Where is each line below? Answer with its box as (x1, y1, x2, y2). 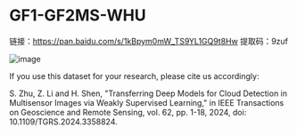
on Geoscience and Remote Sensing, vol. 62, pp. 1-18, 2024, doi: (9, 107, 247, 117)
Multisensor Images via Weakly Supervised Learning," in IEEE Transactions (9, 97, 285, 107)
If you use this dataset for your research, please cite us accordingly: (9, 70, 260, 81)
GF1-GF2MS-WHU (9, 5, 147, 26)
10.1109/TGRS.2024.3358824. (9, 116, 118, 127)
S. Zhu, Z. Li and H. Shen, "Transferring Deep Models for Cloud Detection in (9, 88, 288, 99)
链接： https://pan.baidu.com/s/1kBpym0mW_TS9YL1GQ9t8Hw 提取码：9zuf (9, 36, 288, 46)
